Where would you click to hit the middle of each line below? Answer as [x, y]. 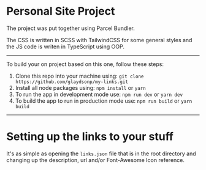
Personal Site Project [61, 11]
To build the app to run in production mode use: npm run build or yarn [104, 101]
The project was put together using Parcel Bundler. [71, 28]
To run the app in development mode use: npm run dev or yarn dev [99, 94]
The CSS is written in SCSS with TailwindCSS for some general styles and [99, 40]
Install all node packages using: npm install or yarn [80, 87]
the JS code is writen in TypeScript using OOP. [65, 46]
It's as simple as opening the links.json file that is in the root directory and [101, 153]
